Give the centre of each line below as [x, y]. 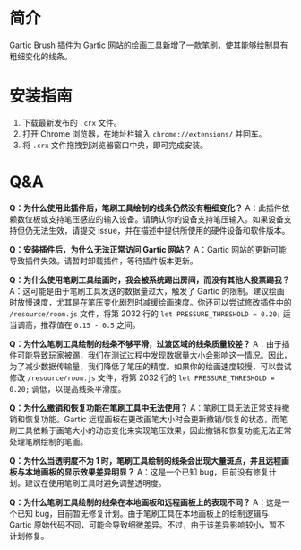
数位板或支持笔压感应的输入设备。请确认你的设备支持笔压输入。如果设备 [150, 219]
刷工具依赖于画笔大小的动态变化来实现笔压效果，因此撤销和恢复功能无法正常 [150, 430]
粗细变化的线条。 [41, 56]
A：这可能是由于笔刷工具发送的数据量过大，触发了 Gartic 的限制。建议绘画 [147, 291]
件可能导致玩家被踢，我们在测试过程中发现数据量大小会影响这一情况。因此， [150, 355]
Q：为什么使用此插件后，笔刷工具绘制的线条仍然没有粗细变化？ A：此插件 [146, 208]
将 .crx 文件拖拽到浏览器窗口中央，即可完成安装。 [115, 145]
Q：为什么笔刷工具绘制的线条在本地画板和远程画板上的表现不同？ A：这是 [146, 502]
